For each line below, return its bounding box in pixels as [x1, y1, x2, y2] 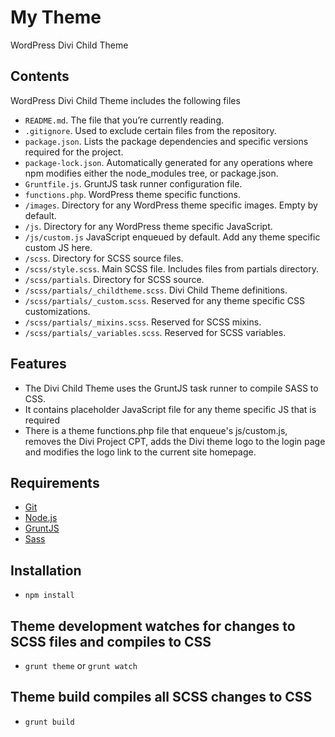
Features [10, 356, 67, 373]
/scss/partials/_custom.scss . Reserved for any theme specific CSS [24, 294, 306, 306]
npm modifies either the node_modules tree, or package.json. [24, 167, 279, 179]
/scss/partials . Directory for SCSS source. [24, 273, 205, 285]
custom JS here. [24, 241, 93, 253]
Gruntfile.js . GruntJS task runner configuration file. [24, 177, 243, 190]
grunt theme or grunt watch [24, 660, 138, 671]
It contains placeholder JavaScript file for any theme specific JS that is [24, 403, 317, 415]
